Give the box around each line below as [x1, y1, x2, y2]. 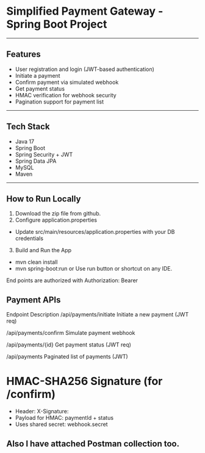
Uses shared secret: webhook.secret [15, 421, 108, 428]
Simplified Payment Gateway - [6, 4, 164, 18]
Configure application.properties [15, 216, 98, 224]
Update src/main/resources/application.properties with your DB [15, 228, 175, 236]
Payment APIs [6, 294, 61, 305]
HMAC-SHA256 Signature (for [6, 375, 163, 388]
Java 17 [15, 138, 35, 145]
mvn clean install [15, 258, 58, 266]
